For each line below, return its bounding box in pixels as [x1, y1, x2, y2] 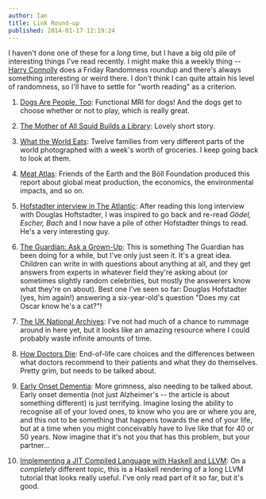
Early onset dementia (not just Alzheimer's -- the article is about [19, 390, 230, 400]
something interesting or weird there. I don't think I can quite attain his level [8, 73, 255, 84]
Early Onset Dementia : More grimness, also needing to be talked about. [19, 381, 254, 391]
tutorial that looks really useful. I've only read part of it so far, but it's [19, 473, 244, 482]
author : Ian [8, 11, 48, 20]
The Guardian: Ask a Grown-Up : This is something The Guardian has [19, 242, 245, 251]
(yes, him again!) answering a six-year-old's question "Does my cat [19, 293, 241, 302]
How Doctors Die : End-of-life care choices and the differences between [19, 349, 256, 359]
